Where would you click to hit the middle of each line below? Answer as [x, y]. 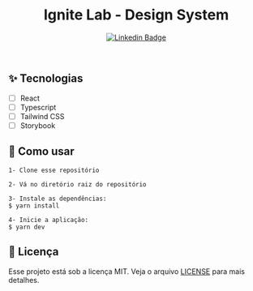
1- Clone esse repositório [54, 170]
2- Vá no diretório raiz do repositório [78, 184]
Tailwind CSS [42, 116]
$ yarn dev [27, 227]
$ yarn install [34, 205]
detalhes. [24, 280]
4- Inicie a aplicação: [49, 220]
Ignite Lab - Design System [136, 15]
